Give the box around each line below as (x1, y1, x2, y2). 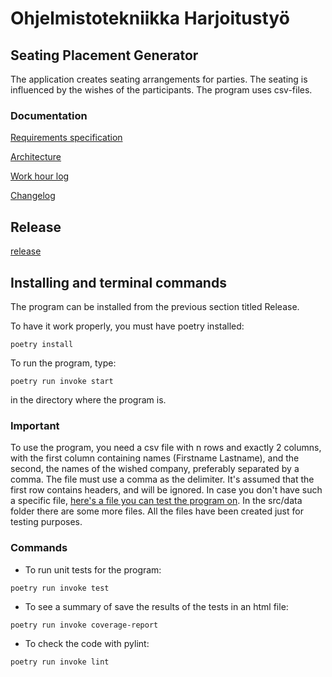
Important (10, 418, 60, 432)
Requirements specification (10, 132, 123, 144)
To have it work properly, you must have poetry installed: (10, 320, 245, 332)
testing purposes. (10, 516, 83, 528)
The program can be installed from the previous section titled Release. (10, 300, 300, 312)
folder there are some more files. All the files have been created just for (10, 505, 304, 517)
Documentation (10, 108, 88, 122)
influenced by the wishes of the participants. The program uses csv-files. (10, 84, 313, 96)
